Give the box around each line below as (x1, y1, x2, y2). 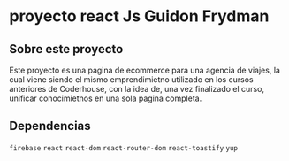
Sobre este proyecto (9, 42, 124, 57)
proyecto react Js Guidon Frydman (9, 6, 270, 27)
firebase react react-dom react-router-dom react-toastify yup (9, 143, 239, 152)
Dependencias (9, 119, 91, 134)
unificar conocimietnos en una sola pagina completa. (9, 93, 202, 103)
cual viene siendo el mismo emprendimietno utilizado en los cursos (9, 74, 254, 85)
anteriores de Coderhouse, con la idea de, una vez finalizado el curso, (9, 84, 265, 94)
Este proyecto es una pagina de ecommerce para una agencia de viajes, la (9, 65, 281, 75)
